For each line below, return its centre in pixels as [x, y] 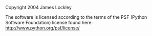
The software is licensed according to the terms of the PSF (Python [76, 17]
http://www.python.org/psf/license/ [43, 28]
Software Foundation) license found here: [49, 23]
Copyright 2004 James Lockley [38, 7]
